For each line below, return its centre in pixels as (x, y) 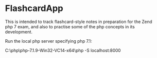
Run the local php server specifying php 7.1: (49, 41)
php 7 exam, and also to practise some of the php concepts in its (70, 26)
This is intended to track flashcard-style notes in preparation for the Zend (78, 22)
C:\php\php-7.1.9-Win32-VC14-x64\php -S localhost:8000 (63, 50)
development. (19, 32)
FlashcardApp (34, 8)
